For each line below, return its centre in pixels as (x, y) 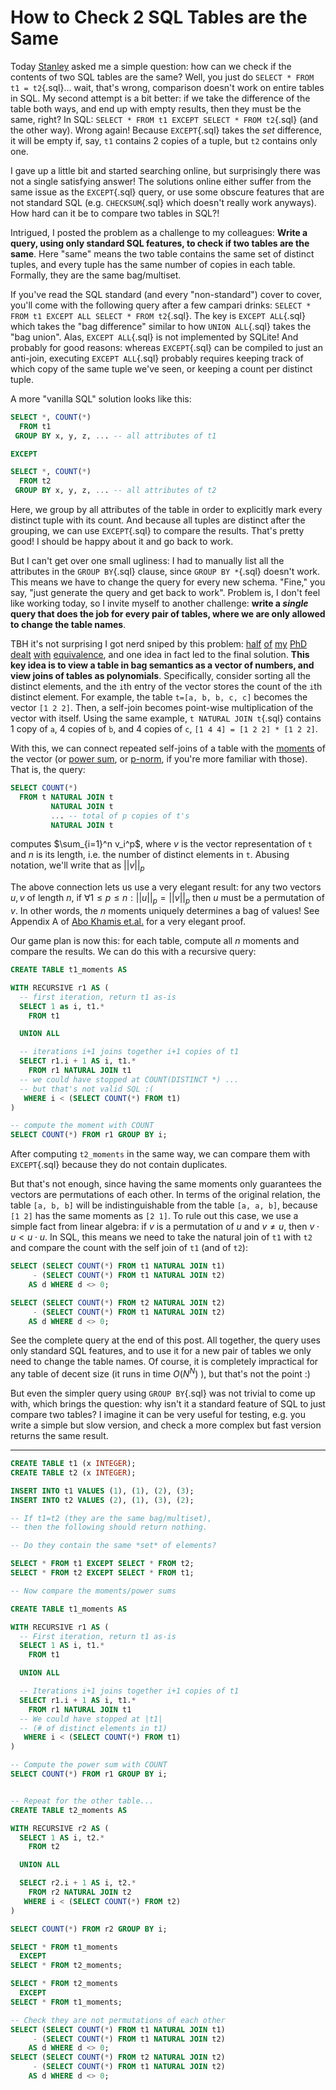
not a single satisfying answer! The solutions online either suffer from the (161, 181)
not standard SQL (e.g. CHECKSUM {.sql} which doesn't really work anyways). (163, 202)
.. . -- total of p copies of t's (120, 816)
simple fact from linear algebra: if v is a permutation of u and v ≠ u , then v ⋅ (165, 1227)
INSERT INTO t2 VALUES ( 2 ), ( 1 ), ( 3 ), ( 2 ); (102, 1500)
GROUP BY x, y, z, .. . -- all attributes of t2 (115, 491)
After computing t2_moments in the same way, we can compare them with (160, 1154)
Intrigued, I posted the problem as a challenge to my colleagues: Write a (159, 232)
